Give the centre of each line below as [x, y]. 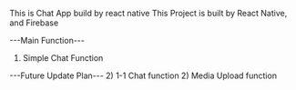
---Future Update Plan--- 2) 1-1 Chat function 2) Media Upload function [143, 75]
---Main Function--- [47, 40]
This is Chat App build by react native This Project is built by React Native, [148, 13]
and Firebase [34, 23]
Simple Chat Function [63, 58]
